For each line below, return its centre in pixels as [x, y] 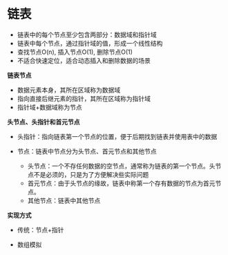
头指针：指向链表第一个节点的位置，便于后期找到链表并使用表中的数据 [117, 136]
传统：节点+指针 [40, 229]
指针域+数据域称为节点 [50, 107]
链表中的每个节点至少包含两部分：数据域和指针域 [87, 35]
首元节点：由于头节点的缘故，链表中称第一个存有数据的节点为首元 [121, 183]
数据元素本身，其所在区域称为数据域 [69, 90]
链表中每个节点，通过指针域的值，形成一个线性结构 [90, 43]
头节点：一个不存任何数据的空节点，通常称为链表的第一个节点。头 [121, 166]
